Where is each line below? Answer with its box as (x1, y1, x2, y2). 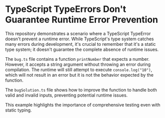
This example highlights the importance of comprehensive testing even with (5, 102, 161, 108)
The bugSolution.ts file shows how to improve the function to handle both (5, 87, 158, 93)
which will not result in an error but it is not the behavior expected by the (5, 72, 154, 78)
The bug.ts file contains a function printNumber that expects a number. (5, 56, 150, 62)
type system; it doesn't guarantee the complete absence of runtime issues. (5, 46, 159, 52)
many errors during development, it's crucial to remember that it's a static (5, 41, 156, 47)
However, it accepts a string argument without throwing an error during (5, 61, 151, 67)
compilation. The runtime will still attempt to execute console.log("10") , (5, 66, 153, 73)
